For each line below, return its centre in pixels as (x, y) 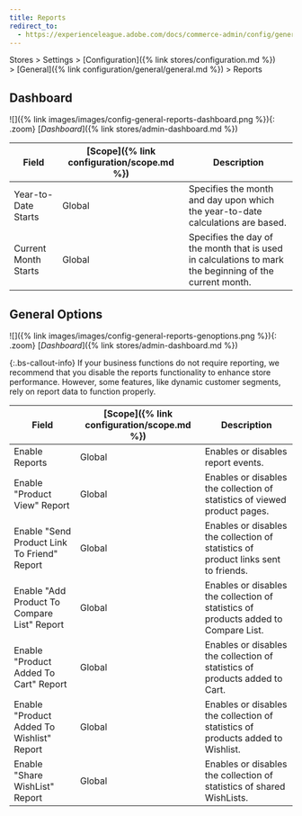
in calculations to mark (236, 260)
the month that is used (235, 248)
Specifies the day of (231, 238)
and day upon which (231, 201)
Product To (37, 602)
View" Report (42, 505)
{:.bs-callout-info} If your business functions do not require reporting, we (145, 363)
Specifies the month (231, 189)
